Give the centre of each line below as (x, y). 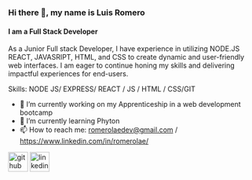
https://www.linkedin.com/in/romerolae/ (84, 141)
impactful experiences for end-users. (68, 74)
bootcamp (36, 112)
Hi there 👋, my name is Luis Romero (77, 13)
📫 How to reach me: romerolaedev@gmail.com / (99, 130)
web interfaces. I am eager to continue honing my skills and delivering (122, 65)
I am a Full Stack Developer (53, 31)
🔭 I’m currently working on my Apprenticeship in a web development (130, 105)
